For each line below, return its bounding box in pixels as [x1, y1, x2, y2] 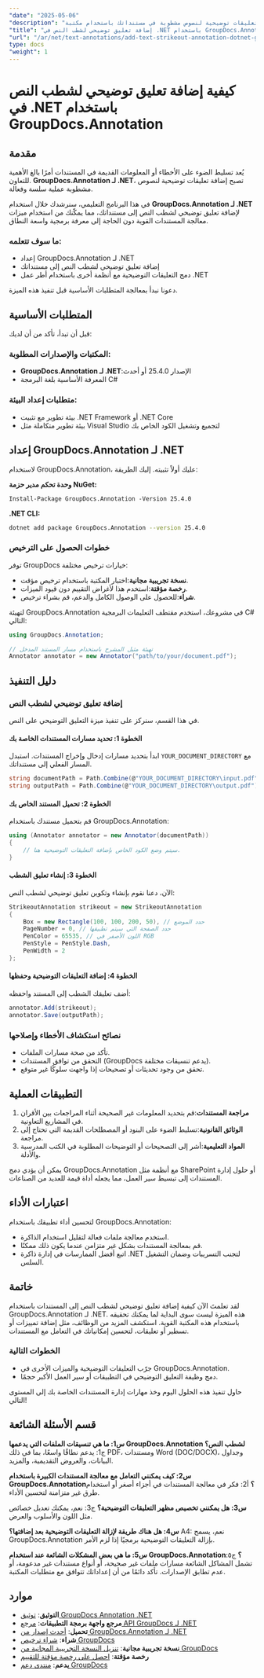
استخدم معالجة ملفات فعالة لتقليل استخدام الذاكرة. [20, 1232, 169, 1242]
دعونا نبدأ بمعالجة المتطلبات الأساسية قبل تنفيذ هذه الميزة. [9, 285, 179, 295]
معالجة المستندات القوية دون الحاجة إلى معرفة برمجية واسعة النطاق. [9, 216, 208, 225]
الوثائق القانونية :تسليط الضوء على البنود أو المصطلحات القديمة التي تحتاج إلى [20, 1125, 244, 1134]
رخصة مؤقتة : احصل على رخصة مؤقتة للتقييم [20, 1652, 150, 1661]
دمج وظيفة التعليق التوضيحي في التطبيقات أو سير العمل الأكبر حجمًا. [20, 1371, 219, 1381]
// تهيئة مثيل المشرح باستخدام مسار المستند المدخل [9, 645, 154, 653]
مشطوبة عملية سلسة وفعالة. [9, 184, 93, 193]
